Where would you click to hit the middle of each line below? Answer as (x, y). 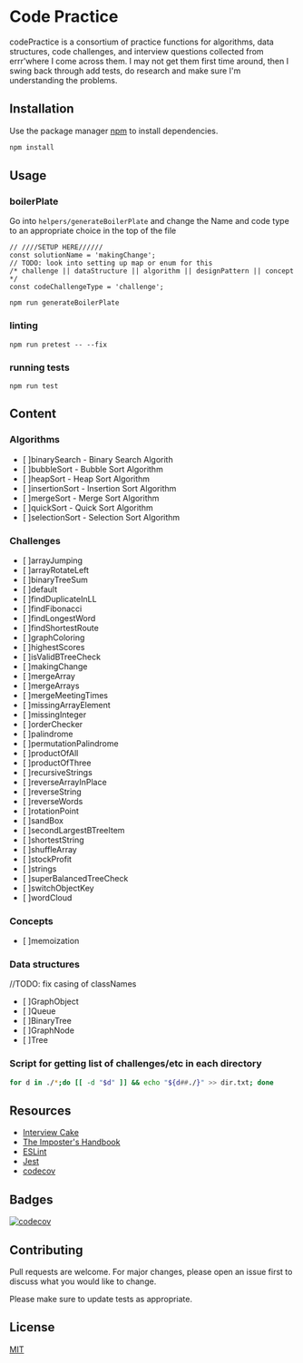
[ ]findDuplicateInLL (59, 599)
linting (24, 326)
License (32, 1327)
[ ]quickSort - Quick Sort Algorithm (88, 507)
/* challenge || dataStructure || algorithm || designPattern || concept (152, 271)
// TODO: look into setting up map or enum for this (111, 263)
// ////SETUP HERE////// (56, 248)
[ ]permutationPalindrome (71, 743)
